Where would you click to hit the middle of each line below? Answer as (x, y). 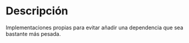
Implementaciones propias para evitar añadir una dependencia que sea (94, 27)
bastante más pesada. (33, 33)
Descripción (37, 11)
